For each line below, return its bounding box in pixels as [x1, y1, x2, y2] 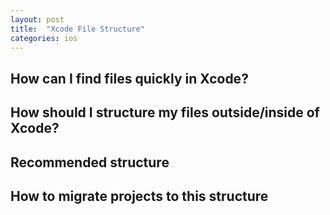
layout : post [10, 14, 65, 25]
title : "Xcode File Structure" [10, 24, 145, 34]
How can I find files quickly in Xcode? [10, 70, 249, 87]
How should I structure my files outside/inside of [10, 104, 320, 121]
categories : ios [10, 33, 78, 43]
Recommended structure [10, 154, 170, 171]
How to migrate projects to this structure [10, 187, 269, 205]
